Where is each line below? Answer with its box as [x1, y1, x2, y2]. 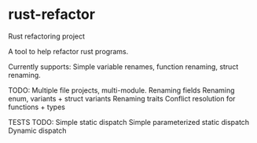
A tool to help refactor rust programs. [8, 46, 129, 56]
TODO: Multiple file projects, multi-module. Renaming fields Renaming [8, 85, 235, 95]
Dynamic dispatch [8, 126, 67, 135]
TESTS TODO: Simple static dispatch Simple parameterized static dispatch [8, 117, 250, 126]
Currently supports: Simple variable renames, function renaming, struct [8, 61, 239, 71]
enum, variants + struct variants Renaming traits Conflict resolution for [8, 93, 236, 103]
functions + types [8, 102, 65, 112]
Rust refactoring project [8, 31, 85, 41]
